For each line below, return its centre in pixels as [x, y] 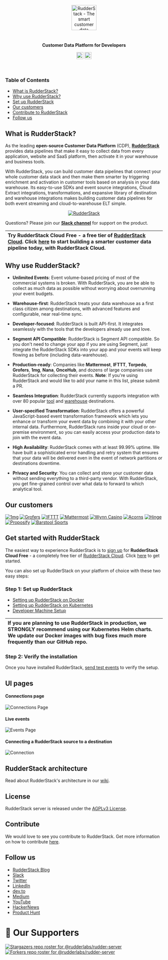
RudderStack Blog [31, 870]
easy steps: [17, 576]
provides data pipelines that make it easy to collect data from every [74, 151]
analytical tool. [27, 489]
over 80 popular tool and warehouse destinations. [64, 401]
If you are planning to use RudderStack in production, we [77, 623]
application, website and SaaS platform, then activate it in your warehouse [82, 156]
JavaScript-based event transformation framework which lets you [80, 416]
